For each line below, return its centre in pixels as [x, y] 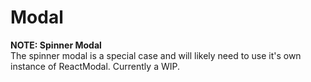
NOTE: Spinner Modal [56, 45]
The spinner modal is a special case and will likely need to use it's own [156, 55]
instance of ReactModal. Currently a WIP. [95, 66]
